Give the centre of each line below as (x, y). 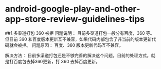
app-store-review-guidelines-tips (75, 19)
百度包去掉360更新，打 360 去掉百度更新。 (57, 61)
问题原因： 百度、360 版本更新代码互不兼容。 (77, 45)
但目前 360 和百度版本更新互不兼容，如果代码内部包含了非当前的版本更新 (79, 39)
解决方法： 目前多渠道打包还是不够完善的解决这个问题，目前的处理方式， (78, 55)
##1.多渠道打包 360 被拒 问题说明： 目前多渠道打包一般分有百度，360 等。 (80, 33)
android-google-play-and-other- (73, 9)
